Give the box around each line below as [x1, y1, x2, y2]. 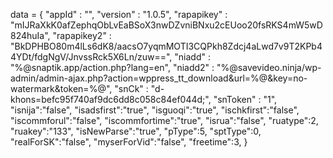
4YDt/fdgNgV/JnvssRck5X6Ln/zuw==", [10, 51, 173, 63]
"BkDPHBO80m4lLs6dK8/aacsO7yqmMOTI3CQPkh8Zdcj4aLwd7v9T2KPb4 [10, 40, 323, 52]
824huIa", [10, 30, 51, 41]
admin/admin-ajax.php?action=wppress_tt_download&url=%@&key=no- [10, 72, 308, 84]
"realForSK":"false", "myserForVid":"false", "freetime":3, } [10, 136, 248, 148]
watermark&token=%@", [10, 83, 113, 94]
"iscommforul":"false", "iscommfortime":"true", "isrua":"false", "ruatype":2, [10, 115, 319, 126]
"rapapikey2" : [52, 30, 112, 41]
